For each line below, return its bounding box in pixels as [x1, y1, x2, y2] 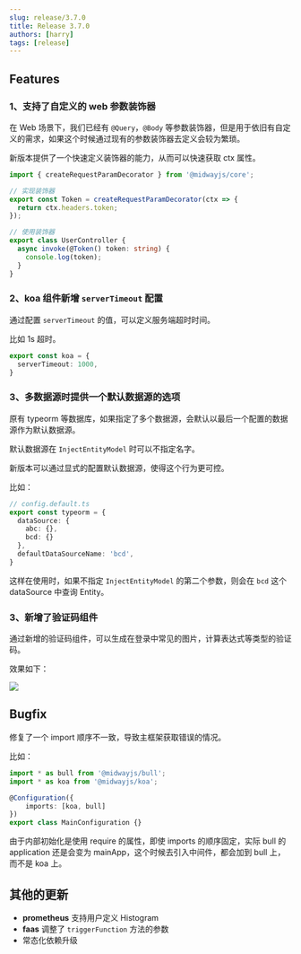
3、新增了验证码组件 [9, 611, 99, 624]
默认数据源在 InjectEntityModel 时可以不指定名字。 [9, 443, 200, 454]
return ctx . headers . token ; [17, 203, 118, 212]
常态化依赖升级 [21, 934, 78, 945]
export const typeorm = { [9, 508, 106, 517]
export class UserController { [9, 236, 126, 245]
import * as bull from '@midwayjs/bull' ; [9, 768, 167, 777]
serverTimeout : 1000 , [17, 360, 99, 369]
